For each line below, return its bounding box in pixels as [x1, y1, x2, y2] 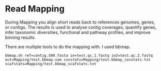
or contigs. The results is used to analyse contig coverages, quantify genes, [5, 24, 157, 30]
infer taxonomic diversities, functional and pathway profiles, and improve [5, 29, 151, 35]
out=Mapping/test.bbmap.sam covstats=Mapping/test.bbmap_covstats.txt [5, 57, 151, 62]
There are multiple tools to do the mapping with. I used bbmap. [5, 44, 131, 49]
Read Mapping [5, 3, 64, 14]
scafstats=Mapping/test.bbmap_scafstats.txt [5, 61, 97, 66]
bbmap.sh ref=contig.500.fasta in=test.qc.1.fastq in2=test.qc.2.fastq [5, 53, 153, 58]
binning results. [5, 35, 36, 40]
